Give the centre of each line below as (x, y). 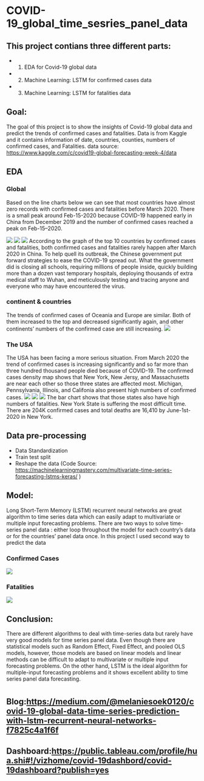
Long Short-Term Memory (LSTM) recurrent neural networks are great (94, 510)
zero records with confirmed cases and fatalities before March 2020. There (100, 209)
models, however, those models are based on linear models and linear (94, 653)
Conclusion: (30, 619)
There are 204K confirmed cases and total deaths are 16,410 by (86, 410)
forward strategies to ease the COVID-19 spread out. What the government (100, 260)
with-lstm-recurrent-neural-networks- (81, 721)
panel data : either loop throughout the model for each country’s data (109, 530)
